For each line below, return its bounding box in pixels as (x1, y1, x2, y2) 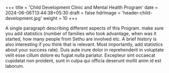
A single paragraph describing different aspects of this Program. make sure (5, 25, 164, 31)
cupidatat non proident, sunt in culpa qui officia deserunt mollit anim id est (5, 58, 162, 63)
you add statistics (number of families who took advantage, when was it (5, 31, 157, 36)
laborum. (5, 63, 25, 69)
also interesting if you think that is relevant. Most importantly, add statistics (5, 41, 163, 47)
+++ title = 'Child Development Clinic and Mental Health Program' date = (5, 5, 158, 10)
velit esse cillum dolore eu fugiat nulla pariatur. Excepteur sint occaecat (5, 52, 156, 58)
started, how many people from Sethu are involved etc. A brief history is (5, 36, 157, 42)
